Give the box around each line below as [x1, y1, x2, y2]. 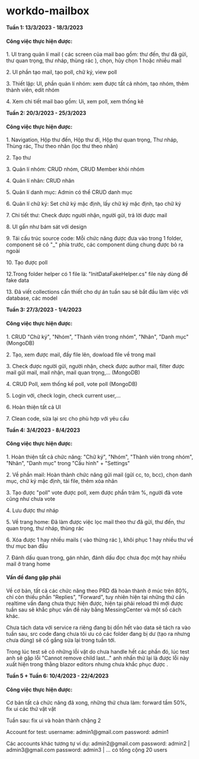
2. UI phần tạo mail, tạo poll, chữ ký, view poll [6, 68, 117, 76]
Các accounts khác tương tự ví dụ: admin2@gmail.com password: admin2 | [6, 740, 190, 747]
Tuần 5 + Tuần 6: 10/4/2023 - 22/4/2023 [6, 672, 109, 679]
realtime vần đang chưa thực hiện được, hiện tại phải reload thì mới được [6, 600, 184, 607]
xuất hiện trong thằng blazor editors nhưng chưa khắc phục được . [6, 660, 168, 667]
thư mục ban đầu [6, 542, 48, 550]
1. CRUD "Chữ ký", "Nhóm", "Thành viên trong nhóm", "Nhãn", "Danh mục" [6, 333, 189, 340]
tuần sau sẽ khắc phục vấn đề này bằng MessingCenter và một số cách [6, 606, 182, 613]
